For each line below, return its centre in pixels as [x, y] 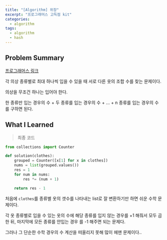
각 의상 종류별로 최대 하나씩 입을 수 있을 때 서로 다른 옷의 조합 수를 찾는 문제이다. [83, 81]
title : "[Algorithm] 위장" [32, 10]
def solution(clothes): [30, 156]
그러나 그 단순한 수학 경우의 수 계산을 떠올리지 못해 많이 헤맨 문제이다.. [74, 232]
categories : [17, 19]
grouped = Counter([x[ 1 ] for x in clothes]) [61, 160]
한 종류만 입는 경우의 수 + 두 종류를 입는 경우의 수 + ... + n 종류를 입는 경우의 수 [82, 102]
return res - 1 [30, 188]
